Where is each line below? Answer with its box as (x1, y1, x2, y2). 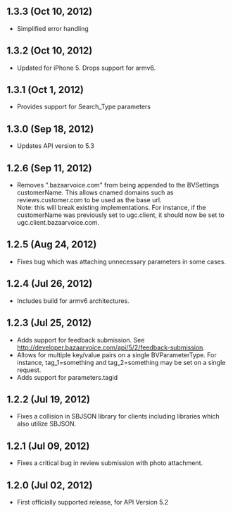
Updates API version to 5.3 (16, 142, 94, 150)
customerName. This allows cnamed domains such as (16, 188, 174, 197)
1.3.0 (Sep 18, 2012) (6, 123, 94, 135)
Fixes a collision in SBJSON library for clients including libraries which (16, 412, 220, 421)
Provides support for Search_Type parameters (16, 102, 151, 111)
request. (16, 366, 42, 374)
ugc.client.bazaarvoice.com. (16, 218, 100, 227)
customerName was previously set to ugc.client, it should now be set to (16, 211, 225, 219)
